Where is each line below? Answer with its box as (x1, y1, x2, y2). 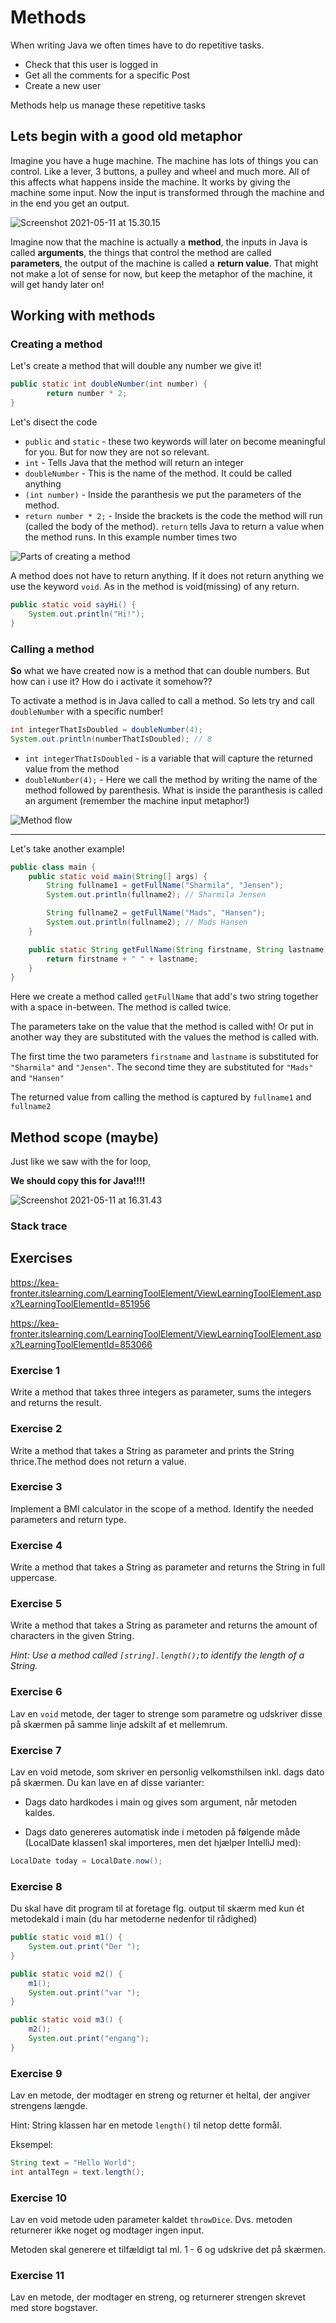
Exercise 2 (10, 1422, 63, 1436)
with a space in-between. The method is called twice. (10, 1001, 232, 1013)
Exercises (10, 1250, 73, 1267)
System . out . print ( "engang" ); (28, 2034, 150, 2044)
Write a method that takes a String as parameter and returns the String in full (10, 1561, 326, 1573)
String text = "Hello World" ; (10, 2158, 137, 2168)
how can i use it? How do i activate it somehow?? (10, 675, 213, 687)
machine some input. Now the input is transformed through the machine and (10, 186, 325, 198)
